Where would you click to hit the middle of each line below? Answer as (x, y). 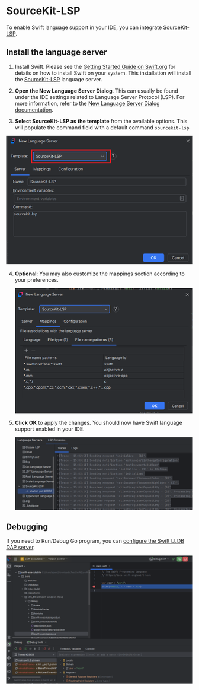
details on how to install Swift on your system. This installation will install (103, 73)
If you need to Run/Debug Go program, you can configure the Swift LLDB (95, 541)
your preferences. (37, 279)
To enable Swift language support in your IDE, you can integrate (84, 27)
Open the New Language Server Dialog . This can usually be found (97, 91)
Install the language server (57, 53)
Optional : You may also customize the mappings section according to (99, 274)
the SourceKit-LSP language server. (58, 79)
